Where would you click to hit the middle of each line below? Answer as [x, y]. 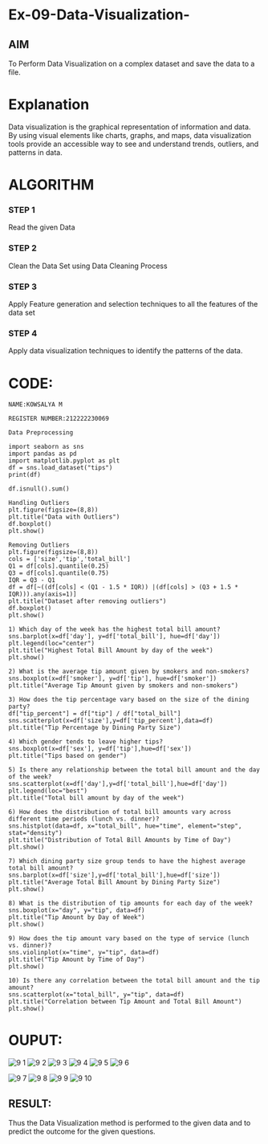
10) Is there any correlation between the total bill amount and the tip [134, 981]
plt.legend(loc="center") [51, 644]
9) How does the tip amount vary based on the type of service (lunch [129, 938]
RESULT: [30, 1103]
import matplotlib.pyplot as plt [64, 461]
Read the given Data [42, 227]
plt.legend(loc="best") [48, 791]
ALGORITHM [51, 185]
